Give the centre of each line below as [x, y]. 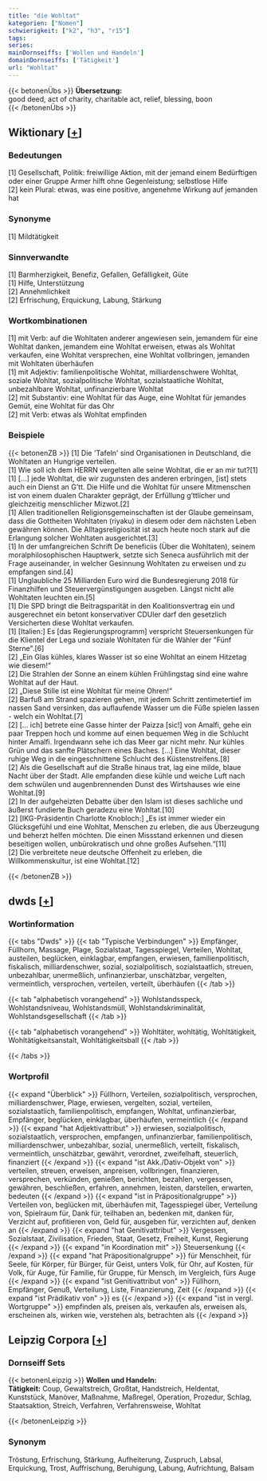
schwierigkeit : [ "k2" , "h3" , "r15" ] [69, 30]
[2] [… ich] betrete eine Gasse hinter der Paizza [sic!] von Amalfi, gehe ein [130, 725]
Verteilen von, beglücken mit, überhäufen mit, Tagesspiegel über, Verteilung [133, 1204]
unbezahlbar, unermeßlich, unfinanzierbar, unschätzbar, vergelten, [118, 976]
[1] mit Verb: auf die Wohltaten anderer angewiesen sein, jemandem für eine [133, 338]
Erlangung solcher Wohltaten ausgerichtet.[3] [83, 537]
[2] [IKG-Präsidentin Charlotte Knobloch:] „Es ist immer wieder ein [117, 818]
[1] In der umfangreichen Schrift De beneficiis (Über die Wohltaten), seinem [132, 546]
